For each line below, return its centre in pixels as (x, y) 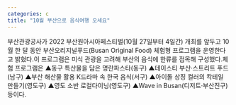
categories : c (28, 14)
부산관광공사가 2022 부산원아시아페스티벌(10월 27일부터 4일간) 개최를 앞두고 (114, 41)
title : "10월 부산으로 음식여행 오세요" (59, 20)
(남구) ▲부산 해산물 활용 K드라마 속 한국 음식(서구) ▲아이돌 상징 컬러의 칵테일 (116, 76)
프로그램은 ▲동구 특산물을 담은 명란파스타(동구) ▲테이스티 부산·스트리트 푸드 (122, 68)
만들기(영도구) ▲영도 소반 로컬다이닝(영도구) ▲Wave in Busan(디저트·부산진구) (118, 85)
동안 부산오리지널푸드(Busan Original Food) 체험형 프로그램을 (116, 50)
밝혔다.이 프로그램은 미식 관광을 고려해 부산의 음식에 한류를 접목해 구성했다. (119, 59)
